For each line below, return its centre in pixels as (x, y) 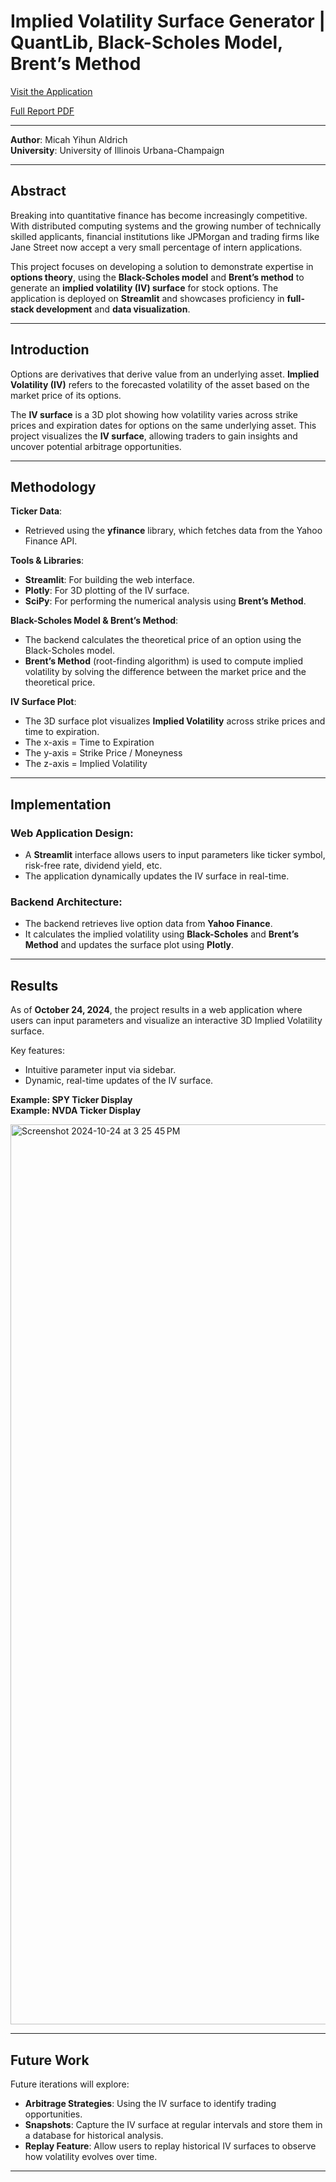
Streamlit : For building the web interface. (109, 580)
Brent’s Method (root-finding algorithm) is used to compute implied (164, 661)
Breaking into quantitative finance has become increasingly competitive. (159, 215)
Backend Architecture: (66, 902)
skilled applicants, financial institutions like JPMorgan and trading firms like (165, 236)
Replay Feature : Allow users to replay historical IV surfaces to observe (170, 2146)
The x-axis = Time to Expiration (89, 742)
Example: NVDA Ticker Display (76, 1111)
